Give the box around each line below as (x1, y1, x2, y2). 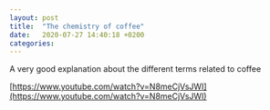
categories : (9, 38, 55, 48)
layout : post (9, 13, 59, 23)
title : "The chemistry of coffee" (9, 22, 145, 31)
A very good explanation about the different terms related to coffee (9, 64, 262, 75)
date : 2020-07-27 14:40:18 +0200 (9, 30, 145, 39)
